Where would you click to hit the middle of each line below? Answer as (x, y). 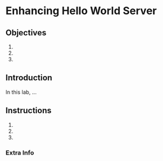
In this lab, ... (21, 92)
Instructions (28, 111)
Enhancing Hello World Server (81, 11)
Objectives (26, 33)
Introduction (29, 78)
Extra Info (20, 153)
